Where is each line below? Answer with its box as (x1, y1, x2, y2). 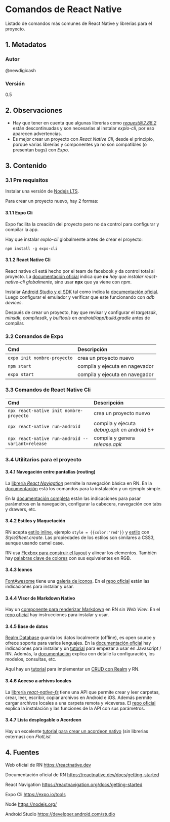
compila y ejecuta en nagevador (77, 363, 154, 370)
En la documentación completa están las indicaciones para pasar (5, 495, 141, 501)
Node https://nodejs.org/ (5, 801, 57, 807)
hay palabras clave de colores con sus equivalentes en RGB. (5, 555, 132, 561)
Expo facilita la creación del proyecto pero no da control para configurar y (5, 221, 159, 227)
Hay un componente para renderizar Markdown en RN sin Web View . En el (5, 606, 160, 613)
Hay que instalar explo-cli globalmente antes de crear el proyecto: (5, 236, 143, 242)
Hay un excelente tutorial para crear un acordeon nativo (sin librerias (5, 728, 148, 734)
